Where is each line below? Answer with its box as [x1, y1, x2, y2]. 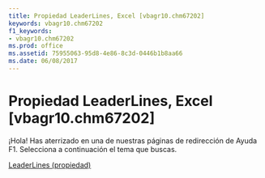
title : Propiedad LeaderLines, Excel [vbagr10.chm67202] [8, 11, 205, 20]
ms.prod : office [8, 42, 63, 50]
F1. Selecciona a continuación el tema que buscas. [8, 144, 177, 154]
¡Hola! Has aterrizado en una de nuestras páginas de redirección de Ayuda [8, 135, 258, 146]
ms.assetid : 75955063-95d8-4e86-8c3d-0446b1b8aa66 [8, 49, 183, 57]
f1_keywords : [8, 27, 53, 35]
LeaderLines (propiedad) [8, 159, 92, 170]
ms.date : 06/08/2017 [8, 57, 79, 66]
